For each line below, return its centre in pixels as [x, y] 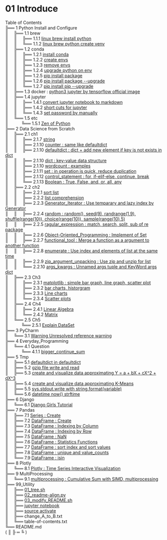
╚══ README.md [23, 527]
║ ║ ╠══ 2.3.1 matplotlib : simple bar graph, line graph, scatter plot [78, 282]
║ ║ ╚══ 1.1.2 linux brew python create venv [55, 43]
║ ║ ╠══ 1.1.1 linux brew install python [48, 38]
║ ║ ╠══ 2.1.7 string [30, 139]
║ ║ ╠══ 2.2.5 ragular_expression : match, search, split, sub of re [77, 224]
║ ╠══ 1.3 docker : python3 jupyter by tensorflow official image [73, 91]
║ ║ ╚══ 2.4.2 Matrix [32, 314]
